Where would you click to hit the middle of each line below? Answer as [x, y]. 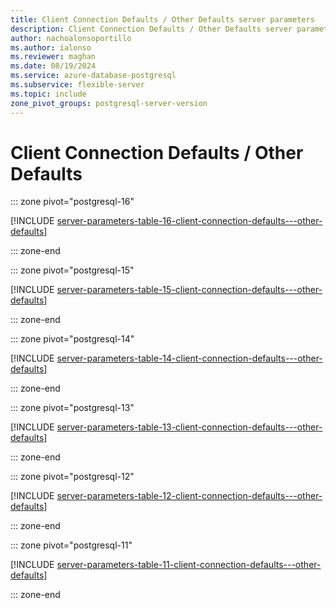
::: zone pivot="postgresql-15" [72, 270]
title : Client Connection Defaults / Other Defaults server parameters [162, 19]
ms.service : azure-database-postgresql [93, 76]
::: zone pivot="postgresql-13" [72, 408]
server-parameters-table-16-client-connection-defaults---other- [189, 221]
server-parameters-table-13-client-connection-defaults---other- [189, 427]
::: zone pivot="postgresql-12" [72, 477]
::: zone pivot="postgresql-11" [71, 545]
